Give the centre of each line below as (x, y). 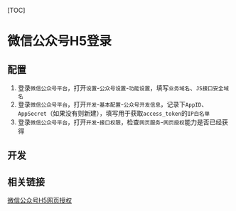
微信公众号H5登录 (60, 41)
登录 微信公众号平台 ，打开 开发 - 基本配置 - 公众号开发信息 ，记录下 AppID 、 (113, 104)
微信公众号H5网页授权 (40, 200)
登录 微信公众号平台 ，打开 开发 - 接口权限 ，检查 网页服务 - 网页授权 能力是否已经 (120, 122)
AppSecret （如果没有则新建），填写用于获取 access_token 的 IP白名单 (114, 113)
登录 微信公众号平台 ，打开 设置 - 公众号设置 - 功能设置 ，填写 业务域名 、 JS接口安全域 (123, 88)
